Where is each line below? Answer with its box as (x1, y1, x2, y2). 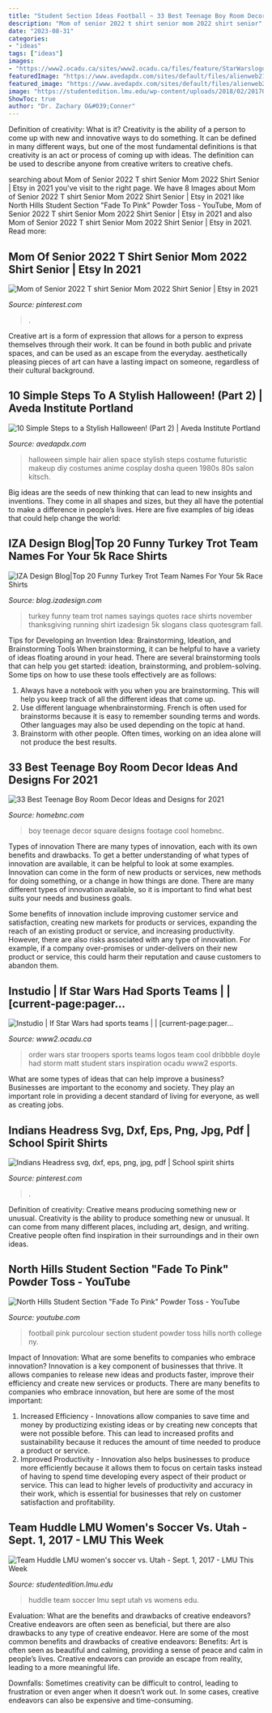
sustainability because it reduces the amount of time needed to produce (19, 1437, 261, 1446)
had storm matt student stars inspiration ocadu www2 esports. (28, 1058, 238, 1068)
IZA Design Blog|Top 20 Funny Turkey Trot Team (8, 536, 259, 551)
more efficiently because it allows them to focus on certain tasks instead (19, 1463, 262, 1472)
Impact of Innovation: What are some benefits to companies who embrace (8, 1352, 256, 1362)
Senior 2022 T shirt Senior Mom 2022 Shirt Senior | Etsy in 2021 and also (8, 209, 253, 219)
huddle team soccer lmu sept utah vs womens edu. (28, 1595, 200, 1604)
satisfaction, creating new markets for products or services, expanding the (8, 917, 257, 928)
